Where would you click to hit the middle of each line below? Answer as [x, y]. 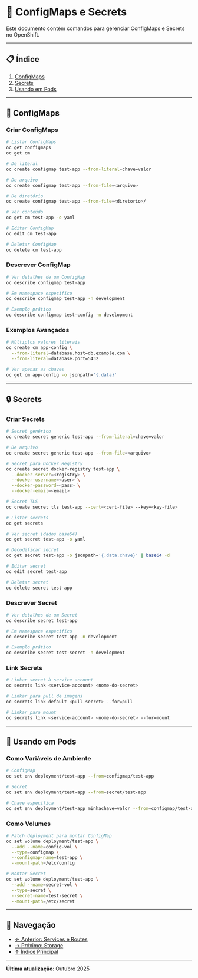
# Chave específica [30, 803]
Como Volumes [29, 824]
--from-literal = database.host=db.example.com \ [71, 353]
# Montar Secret [26, 874]
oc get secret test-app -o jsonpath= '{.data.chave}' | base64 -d [88, 556]
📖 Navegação [31, 925]
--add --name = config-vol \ [44, 847]
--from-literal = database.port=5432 [55, 359]
